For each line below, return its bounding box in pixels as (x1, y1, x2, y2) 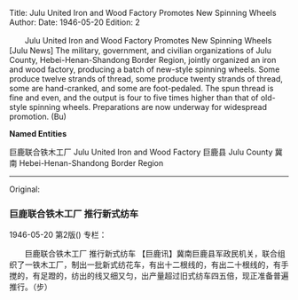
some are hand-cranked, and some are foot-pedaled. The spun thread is (9, 83, 274, 93)
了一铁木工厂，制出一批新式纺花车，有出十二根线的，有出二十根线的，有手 (16, 259, 289, 270)
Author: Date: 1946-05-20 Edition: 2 (9, 17, 140, 28)
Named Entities (9, 129, 67, 138)
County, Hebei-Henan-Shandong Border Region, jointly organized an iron (9, 55, 277, 65)
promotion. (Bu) (9, 111, 67, 122)
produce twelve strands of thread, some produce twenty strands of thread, (9, 74, 284, 83)
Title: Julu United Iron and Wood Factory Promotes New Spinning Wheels (9, 8, 277, 18)
